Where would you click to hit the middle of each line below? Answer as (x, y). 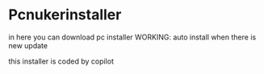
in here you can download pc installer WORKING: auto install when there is (132, 37)
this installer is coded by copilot (61, 61)
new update (28, 45)
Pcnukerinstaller (65, 15)
